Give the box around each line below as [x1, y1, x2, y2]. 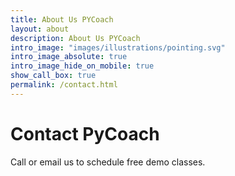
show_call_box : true [10, 71, 97, 81]
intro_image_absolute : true [10, 52, 128, 62]
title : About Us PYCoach [10, 14, 114, 25]
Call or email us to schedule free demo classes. [10, 156, 206, 168]
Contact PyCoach [10, 122, 160, 145]
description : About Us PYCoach [10, 33, 141, 43]
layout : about [10, 24, 70, 34]
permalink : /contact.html [10, 80, 118, 90]
